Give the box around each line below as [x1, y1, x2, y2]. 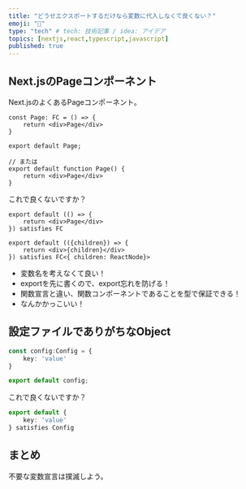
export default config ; [8, 377, 89, 385]
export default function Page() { [8, 164, 126, 173]
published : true [8, 42, 63, 50]
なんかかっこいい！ [19, 298, 85, 309]
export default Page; [8, 141, 82, 150]
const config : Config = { [8, 347, 93, 355]
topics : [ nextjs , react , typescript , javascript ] [8, 34, 169, 43]
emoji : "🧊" [8, 19, 45, 28]
